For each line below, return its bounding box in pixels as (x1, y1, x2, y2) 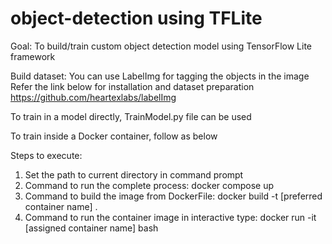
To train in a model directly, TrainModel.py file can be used (10, 110, 252, 122)
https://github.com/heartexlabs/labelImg (10, 91, 177, 103)
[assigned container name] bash (24, 222, 159, 234)
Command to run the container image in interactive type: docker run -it (24, 211, 317, 223)
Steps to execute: (10, 149, 83, 161)
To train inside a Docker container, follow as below (10, 130, 218, 142)
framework (10, 50, 56, 62)
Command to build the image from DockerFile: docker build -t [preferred (24, 190, 323, 202)
